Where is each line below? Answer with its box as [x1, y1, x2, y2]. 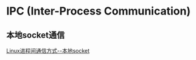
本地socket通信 [6, 30, 65, 40]
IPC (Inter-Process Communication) [6, 4, 191, 18]
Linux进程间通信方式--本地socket [6, 47, 90, 54]
